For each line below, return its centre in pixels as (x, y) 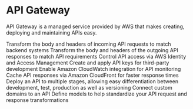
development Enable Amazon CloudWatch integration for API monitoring (94, 69)
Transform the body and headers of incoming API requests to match (89, 44)
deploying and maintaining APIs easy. (51, 32)
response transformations (37, 100)
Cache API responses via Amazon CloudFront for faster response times (92, 75)
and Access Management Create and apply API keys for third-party (88, 63)
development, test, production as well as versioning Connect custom (89, 87)
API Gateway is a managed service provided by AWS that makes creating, (95, 26)
